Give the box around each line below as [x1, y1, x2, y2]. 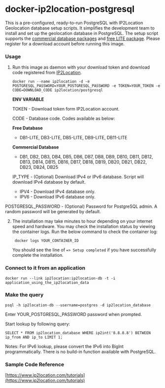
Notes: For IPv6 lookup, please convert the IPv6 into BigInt [5, 343, 124, 349]
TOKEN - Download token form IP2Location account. [12, 106, 120, 112]
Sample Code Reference [5, 361, 65, 368]
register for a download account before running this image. [5, 40, 125, 46]
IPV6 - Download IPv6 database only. [19, 194, 96, 200]
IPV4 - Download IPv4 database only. [19, 189, 96, 194]
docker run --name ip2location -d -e [12, 79, 90, 84]
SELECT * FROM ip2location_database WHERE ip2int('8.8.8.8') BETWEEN [5, 330, 151, 335]
